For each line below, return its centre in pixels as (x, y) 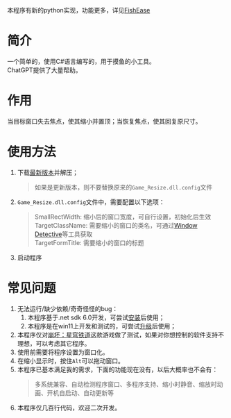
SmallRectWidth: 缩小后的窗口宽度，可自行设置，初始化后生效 (123, 217)
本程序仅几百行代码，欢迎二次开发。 (69, 408)
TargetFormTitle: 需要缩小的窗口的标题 (89, 242)
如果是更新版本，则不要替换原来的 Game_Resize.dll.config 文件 (123, 187)
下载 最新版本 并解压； (48, 172)
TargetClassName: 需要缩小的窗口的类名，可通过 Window (116, 225)
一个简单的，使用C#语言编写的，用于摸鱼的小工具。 (82, 61)
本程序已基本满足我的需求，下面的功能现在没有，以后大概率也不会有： (118, 369)
